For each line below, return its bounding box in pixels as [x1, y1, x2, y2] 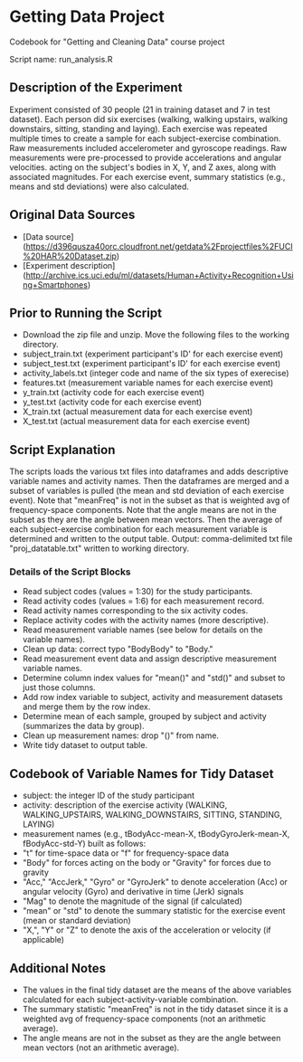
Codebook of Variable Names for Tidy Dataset [9, 766, 274, 782]
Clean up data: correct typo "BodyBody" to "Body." [22, 644, 214, 655]
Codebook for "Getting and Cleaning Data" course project [9, 36, 225, 47]
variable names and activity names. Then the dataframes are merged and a [9, 476, 289, 487]
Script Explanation [9, 441, 116, 458]
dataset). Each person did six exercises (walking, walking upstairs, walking [9, 113, 288, 124]
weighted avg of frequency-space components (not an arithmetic [22, 1013, 267, 1024]
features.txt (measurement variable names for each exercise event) [22, 377, 274, 388]
